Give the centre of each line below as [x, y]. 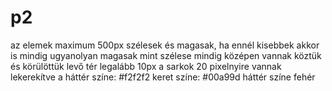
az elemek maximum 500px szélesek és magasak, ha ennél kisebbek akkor [165, 45]
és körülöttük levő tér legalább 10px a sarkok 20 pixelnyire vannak [146, 66]
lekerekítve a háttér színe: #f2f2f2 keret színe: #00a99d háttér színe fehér [163, 77]
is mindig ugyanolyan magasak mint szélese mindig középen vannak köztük [166, 55]
